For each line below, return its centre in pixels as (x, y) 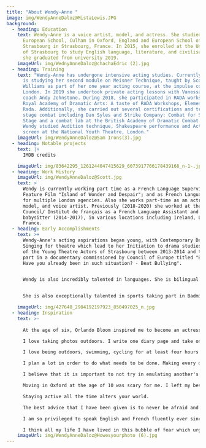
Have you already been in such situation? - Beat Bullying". (102, 263)
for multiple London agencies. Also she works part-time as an (105, 200)
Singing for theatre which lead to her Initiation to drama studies (112, 246)
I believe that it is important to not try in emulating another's (111, 375)
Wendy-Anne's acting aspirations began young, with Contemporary (108, 240)
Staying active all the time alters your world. (86, 396)
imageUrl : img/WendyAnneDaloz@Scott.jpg (70, 178)
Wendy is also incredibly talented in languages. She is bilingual (111, 280)
